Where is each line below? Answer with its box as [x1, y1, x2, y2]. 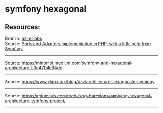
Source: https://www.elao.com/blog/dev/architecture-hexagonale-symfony [5, 79, 155, 84]
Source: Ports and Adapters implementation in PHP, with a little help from [5, 41, 151, 47]
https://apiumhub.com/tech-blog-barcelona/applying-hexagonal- [21, 93, 152, 98]
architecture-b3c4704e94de [5, 65, 63, 71]
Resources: [5, 23, 40, 31]
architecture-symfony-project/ [5, 98, 66, 104]
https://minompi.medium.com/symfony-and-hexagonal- [21, 60, 133, 65]
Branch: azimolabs [5, 35, 42, 41]
